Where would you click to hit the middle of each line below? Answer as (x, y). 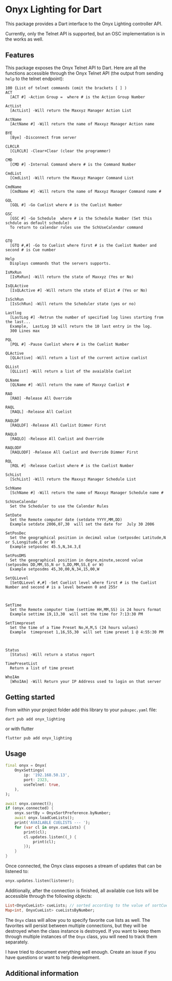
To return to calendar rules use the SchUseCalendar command (77, 227)
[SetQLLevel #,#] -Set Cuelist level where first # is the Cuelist (83, 582)
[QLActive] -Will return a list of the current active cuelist (79, 358)
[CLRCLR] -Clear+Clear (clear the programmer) (60, 151)
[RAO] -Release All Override (41, 398)
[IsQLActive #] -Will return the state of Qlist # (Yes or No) (79, 290)
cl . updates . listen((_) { (50, 837)
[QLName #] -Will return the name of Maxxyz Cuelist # (70, 385)
